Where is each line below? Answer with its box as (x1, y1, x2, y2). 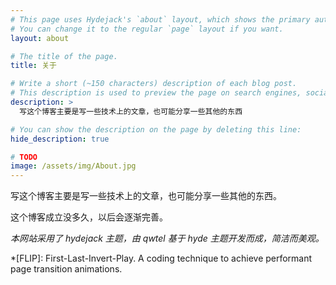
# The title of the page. (10, 51, 118, 61)
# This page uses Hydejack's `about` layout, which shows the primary (10, 14, 311, 25)
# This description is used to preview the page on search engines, (10, 88, 302, 98)
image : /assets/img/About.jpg (10, 161, 137, 171)
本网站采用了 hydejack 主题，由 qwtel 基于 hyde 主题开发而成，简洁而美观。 (10, 232, 325, 245)
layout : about (10, 33, 70, 43)
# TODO (10, 152, 38, 162)
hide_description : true (10, 134, 110, 144)
